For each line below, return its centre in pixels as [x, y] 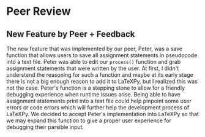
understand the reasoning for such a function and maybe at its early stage [100, 75]
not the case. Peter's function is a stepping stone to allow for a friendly [96, 88]
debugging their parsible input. [45, 127]
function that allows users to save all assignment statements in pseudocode [102, 55]
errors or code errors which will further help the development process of [98, 108]
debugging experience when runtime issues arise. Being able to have [93, 94]
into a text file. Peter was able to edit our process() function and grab [94, 62]
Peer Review [39, 11]
